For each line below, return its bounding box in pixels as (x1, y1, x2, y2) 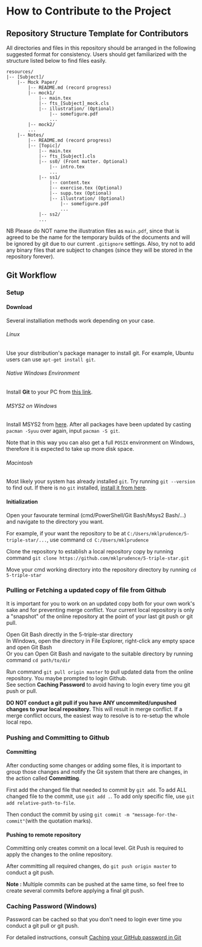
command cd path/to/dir (6, 656, 71, 663)
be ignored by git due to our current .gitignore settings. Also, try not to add (6, 240, 195, 247)
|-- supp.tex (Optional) (49, 190, 112, 196)
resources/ (6, 69, 34, 75)
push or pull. (6, 687, 37, 695)
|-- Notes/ (17, 132, 45, 138)
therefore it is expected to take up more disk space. (6, 445, 134, 453)
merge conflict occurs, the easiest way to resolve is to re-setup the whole (6, 712, 190, 719)
